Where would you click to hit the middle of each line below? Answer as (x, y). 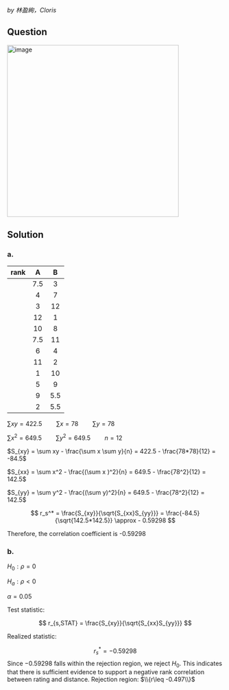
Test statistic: (26, 610)
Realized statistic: (32, 636)
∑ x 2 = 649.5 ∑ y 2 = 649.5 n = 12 (65, 437)
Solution (25, 235)
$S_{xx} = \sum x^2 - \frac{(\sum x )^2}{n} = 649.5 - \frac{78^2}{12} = (107, 472)
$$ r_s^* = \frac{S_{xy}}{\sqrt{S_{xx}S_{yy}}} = (97, 513)
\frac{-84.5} (183, 513)
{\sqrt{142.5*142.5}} (84, 520)
